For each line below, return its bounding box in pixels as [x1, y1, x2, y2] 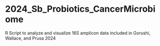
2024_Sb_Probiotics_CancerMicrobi [5, 3, 156, 15]
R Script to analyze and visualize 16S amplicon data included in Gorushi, [5, 30, 151, 36]
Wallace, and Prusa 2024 [5, 35, 56, 41]
